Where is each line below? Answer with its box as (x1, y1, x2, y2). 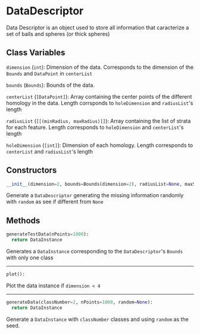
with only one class (6, 254, 54, 261)
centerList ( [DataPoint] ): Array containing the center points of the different (6, 93, 192, 100)
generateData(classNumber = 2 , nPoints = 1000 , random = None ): (6, 299, 153, 305)
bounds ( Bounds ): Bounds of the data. (6, 81, 95, 88)
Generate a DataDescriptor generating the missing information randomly (6, 192, 184, 199)
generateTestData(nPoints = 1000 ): (6, 231, 89, 237)
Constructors (6, 166, 57, 176)
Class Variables (6, 48, 65, 58)
